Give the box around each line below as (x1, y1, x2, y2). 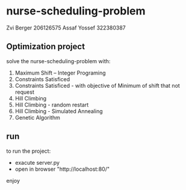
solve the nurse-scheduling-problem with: (6, 57, 111, 64)
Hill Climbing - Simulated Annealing (14, 107, 103, 115)
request (14, 88, 34, 96)
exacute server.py (14, 159, 60, 166)
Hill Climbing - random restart (14, 101, 89, 108)
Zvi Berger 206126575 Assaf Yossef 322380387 (6, 24, 126, 31)
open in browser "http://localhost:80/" (14, 165, 110, 173)
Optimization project (6, 41, 85, 52)
